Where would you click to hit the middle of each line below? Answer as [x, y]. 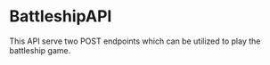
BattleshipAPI [61, 16]
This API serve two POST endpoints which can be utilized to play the [135, 41]
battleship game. [40, 50]
